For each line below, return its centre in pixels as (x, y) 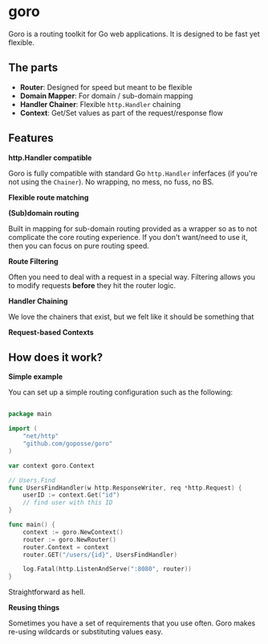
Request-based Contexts (51, 332)
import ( (23, 429)
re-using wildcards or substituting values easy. (85, 632)
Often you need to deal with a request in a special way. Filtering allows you (132, 277)
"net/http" (41, 436)
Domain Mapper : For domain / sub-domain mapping (106, 96)
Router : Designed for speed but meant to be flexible (106, 87)
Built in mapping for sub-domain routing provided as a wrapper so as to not (133, 229)
